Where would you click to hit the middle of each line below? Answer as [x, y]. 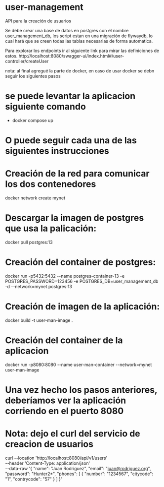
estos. [11, 56]
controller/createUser [27, 61]
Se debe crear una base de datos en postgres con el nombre [67, 30]
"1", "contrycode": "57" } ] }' [34, 479]
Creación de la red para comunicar [77, 174]
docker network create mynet [35, 198]
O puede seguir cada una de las [71, 141]
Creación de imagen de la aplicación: [82, 307]
